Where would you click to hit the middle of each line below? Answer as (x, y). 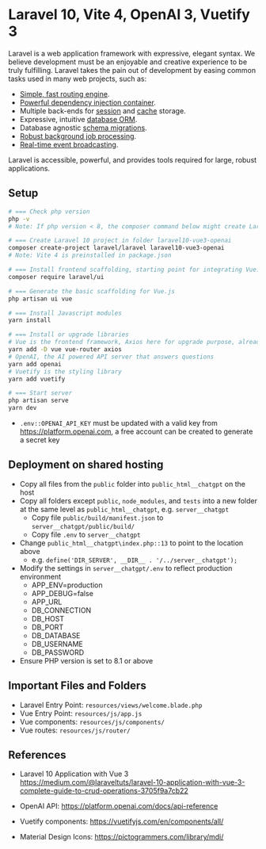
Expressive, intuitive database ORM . (78, 119)
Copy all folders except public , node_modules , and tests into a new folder (138, 500)
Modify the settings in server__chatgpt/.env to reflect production (126, 568)
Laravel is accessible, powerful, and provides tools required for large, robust (133, 159)
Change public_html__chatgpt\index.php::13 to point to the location (131, 543)
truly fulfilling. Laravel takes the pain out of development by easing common (132, 70)
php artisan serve (38, 401)
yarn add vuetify (37, 379)
